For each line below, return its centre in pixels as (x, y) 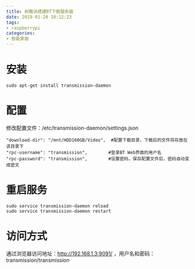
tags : (13, 22)
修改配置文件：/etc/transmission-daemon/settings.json (72, 128)
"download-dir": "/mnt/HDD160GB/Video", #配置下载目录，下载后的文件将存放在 (97, 140)
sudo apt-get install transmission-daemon (59, 86)
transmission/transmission (38, 260)
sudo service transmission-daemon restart (59, 211)
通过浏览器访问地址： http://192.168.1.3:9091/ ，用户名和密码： (81, 253)
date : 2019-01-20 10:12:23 (39, 17)
